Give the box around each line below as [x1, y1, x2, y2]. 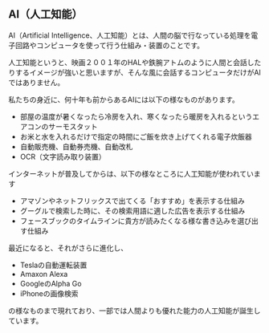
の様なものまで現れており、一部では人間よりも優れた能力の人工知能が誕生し [8, 306, 261, 315]
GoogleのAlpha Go [19, 278, 82, 288]
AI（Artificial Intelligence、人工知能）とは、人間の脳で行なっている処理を [8, 30, 251, 40]
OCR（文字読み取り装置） [19, 152, 106, 161]
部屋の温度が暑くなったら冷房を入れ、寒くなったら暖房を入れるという [19, 112, 253, 121]
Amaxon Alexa [19, 269, 68, 278]
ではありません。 [8, 77, 65, 87]
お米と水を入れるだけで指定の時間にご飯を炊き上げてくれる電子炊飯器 [19, 132, 253, 141]
